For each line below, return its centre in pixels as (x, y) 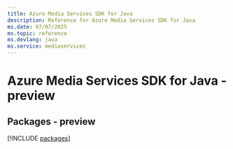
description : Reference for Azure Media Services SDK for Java (101, 20)
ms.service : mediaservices (47, 46)
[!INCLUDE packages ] (39, 138)
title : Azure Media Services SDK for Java (70, 14)
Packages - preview (51, 121)
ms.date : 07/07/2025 (37, 27)
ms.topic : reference (37, 33)
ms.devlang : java (33, 40)
